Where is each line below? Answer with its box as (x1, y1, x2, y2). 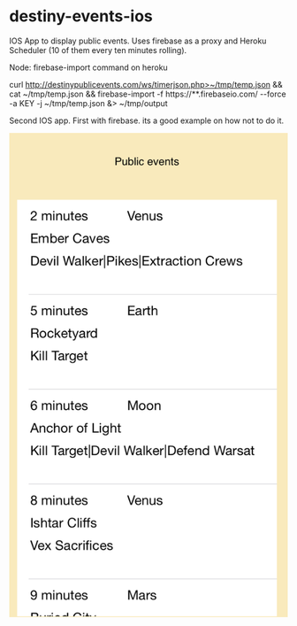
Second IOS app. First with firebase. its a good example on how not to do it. (9, 115, 285, 126)
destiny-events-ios (9, 6, 153, 27)
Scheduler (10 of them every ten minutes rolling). (9, 44, 187, 55)
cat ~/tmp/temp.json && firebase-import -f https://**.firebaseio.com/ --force (9, 89, 286, 99)
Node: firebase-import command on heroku (9, 62, 168, 73)
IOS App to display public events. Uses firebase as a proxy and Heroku (9, 35, 267, 46)
